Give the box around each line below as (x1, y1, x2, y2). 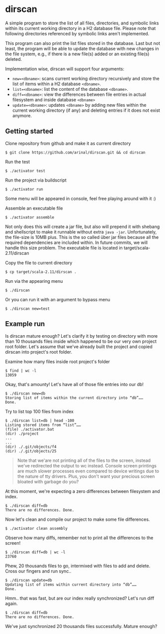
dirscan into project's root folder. (5, 349, 72, 355)
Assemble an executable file (5, 205, 63, 211)
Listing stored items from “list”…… (5, 423, 81, 427)
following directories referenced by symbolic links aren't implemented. (5, 30, 150, 36)
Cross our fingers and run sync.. (5, 568, 72, 574)
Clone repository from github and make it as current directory (5, 140, 131, 146)
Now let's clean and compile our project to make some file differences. (5, 516, 150, 522)
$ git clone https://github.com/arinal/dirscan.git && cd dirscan (5, 150, 146, 155)
